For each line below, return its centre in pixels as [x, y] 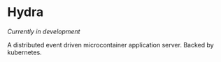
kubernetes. [24, 52]
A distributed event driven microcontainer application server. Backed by [111, 45]
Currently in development [44, 31]
